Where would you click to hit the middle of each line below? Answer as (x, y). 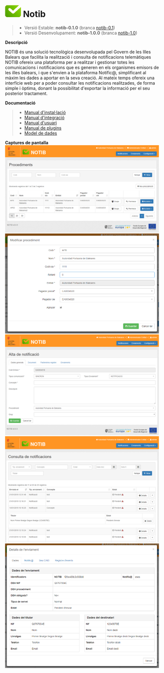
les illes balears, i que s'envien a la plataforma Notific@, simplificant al (76, 72)
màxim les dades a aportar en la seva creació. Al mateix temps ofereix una (80, 78)
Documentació (20, 103)
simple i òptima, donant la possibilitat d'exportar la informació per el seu (78, 88)
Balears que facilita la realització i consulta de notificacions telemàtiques (78, 57)
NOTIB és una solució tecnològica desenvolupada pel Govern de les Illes (78, 52)
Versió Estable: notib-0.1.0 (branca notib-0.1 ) (70, 27)
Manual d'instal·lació (45, 112)
